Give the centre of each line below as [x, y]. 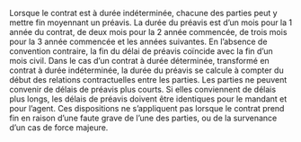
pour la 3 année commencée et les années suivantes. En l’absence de [138, 41]
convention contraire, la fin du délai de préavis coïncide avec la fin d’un [142, 51]
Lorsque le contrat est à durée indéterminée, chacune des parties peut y [143, 13]
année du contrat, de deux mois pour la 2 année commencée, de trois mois [148, 32]
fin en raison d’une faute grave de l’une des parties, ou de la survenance [143, 118]
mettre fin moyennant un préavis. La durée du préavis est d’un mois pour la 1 [151, 22]
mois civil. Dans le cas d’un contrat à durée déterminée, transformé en [139, 61]
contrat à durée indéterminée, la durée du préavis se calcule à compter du [147, 70]
